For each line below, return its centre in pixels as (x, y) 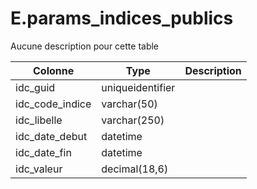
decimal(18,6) (135, 169)
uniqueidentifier (138, 87)
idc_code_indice (53, 104)
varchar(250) (133, 120)
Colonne (54, 70)
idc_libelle (39, 120)
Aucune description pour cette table (85, 46)
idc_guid (35, 87)
